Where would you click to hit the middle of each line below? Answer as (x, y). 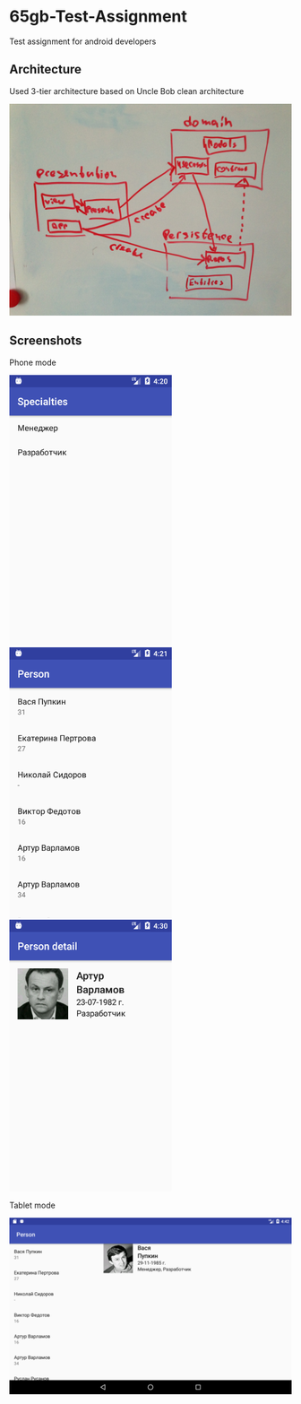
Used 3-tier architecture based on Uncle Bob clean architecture (127, 91)
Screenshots (46, 341)
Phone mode (33, 362)
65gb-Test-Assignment (99, 17)
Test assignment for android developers (83, 41)
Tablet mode (32, 1205)
